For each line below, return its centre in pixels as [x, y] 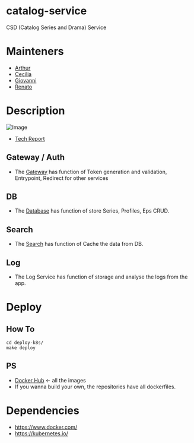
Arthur [23, 68]
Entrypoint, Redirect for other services [61, 178]
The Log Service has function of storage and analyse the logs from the [101, 277]
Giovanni [26, 80]
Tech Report [30, 138]
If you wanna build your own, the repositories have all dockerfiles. [95, 387]
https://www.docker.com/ [46, 427]
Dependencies [43, 411]
